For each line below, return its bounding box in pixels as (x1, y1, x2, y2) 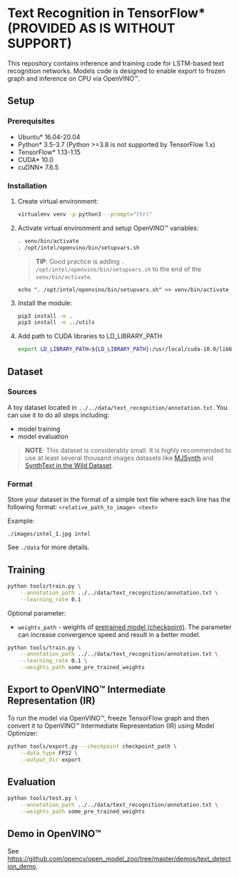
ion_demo (7, 862, 36, 871)
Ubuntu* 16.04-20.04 (17, 132, 81, 141)
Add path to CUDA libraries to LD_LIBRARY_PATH (17, 332, 163, 341)
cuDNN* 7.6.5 (17, 163, 59, 171)
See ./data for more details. (7, 543, 90, 551)
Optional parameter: (7, 608, 66, 617)
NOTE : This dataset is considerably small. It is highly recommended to (24, 446, 232, 454)
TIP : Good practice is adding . (35, 257, 125, 266)
